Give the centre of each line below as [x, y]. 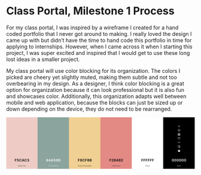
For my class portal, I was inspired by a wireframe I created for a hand [92, 27]
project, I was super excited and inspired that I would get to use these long [98, 53]
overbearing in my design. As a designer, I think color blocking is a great [95, 83]
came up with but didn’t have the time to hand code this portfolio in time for [99, 40]
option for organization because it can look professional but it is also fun [95, 90]
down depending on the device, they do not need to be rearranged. [89, 109]
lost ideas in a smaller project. [43, 59]
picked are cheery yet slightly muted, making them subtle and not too [92, 77]
